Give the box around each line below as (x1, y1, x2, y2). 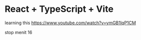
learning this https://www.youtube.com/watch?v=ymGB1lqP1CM (4, 20, 136, 26)
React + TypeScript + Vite (4, 3, 113, 15)
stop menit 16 (4, 29, 32, 35)
